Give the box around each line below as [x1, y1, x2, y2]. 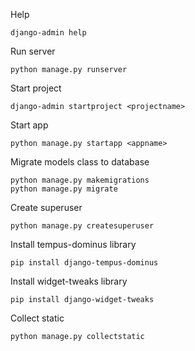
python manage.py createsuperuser [10, 221, 155, 231]
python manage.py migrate [10, 184, 118, 194]
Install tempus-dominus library [10, 239, 137, 250]
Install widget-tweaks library [10, 275, 128, 287]
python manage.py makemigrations [10, 175, 150, 185]
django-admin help [10, 28, 87, 38]
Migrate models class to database [10, 156, 150, 168]
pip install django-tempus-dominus [10, 258, 159, 268]
